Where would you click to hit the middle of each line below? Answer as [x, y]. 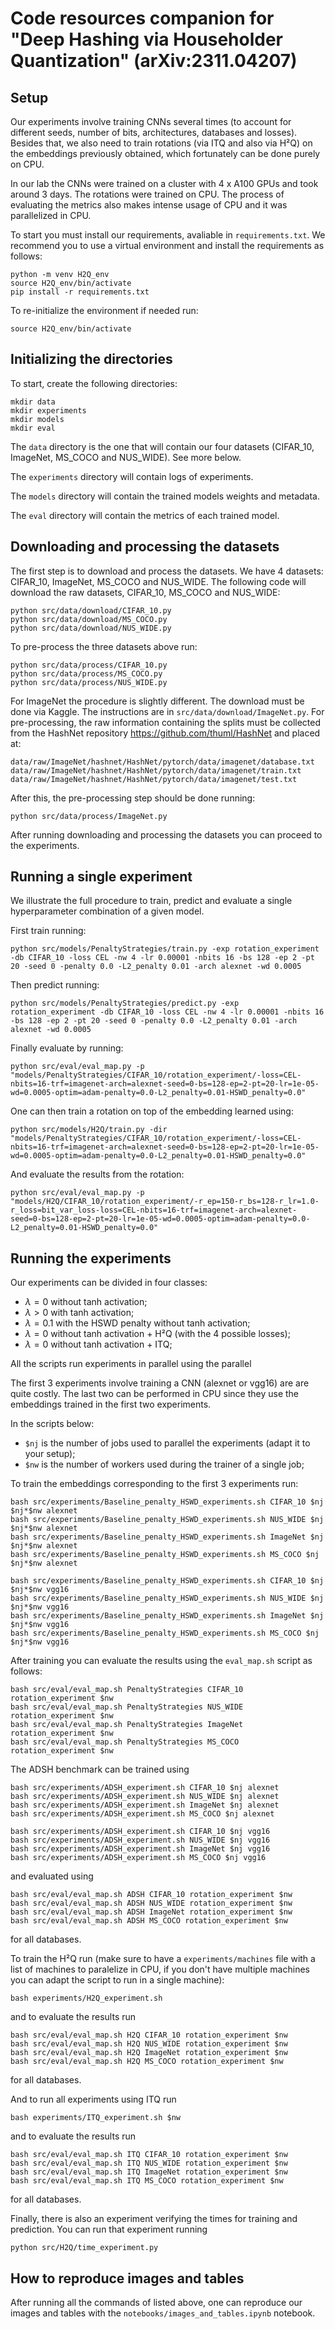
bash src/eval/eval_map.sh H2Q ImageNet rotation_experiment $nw [149, 2053]
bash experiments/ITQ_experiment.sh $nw [96, 2118]
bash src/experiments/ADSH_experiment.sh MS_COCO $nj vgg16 [138, 1858]
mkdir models [37, 419]
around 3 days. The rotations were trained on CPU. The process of [147, 194]
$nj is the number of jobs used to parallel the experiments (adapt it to [167, 1443]
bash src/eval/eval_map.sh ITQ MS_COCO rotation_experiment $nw [147, 2181]
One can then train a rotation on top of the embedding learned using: [152, 1111]
